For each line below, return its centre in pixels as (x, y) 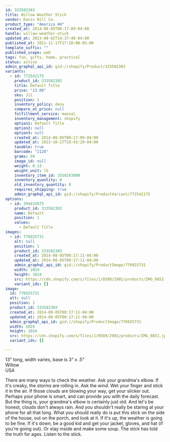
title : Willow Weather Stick (36, 15)
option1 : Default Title (39, 123)
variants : (16, 72)
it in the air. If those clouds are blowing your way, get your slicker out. (78, 391)
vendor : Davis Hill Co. (30, 19)
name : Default (29, 213)
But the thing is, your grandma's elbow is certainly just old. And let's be (79, 401)
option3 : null (29, 133)
